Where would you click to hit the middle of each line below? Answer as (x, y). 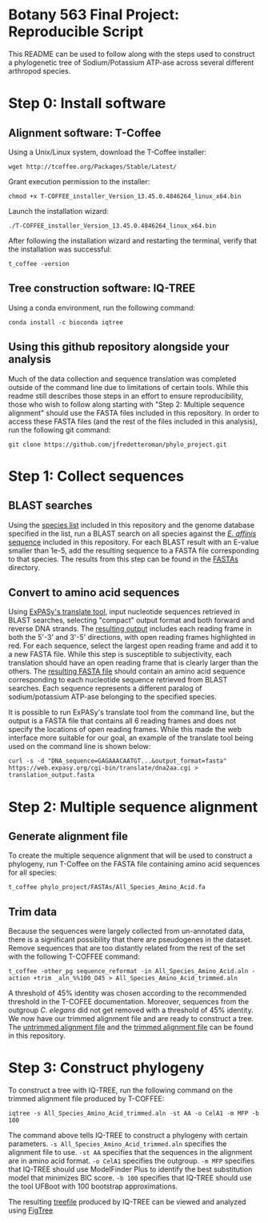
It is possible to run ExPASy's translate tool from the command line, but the (131, 712)
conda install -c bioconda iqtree (66, 322)
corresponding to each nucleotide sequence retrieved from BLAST (118, 680)
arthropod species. (40, 70)
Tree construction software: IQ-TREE (102, 289)
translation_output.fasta (51, 775)
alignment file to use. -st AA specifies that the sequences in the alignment (130, 1153)
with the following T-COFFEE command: (74, 957)
